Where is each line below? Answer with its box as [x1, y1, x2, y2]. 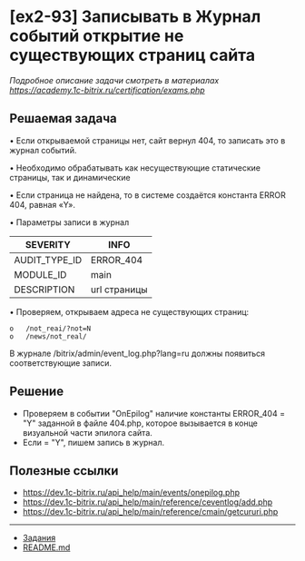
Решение [9, 384, 64, 399]
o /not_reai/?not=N [9, 324, 92, 333]
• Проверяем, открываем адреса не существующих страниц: [9, 306, 250, 317]
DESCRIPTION [14, 283, 75, 296]
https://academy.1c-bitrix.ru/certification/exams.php [9, 84, 206, 95]
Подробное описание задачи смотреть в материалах [9, 74, 220, 85]
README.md [22, 542, 71, 553]
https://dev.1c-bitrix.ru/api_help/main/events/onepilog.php [22, 487, 241, 498]
